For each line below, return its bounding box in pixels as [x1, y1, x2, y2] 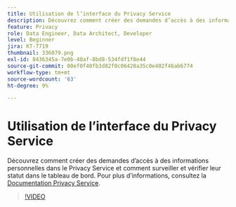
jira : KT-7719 [7, 43, 49, 50]
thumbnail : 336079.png [7, 50, 74, 57]
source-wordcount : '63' [7, 75, 77, 83]
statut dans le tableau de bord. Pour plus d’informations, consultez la [7, 171, 207, 180]
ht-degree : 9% [7, 82, 49, 89]
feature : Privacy [7, 23, 58, 30]
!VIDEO [24, 192, 46, 201]
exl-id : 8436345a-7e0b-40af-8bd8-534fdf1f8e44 [7, 56, 146, 63]
